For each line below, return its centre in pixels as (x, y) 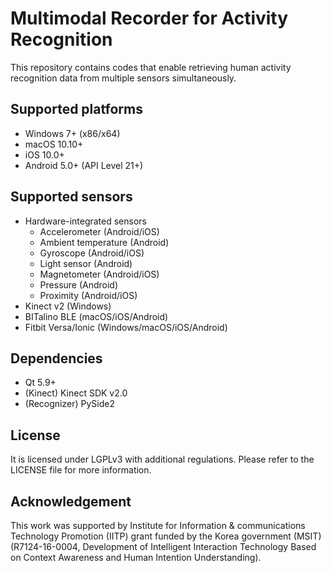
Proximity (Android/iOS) (88, 295)
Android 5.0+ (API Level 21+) (84, 165)
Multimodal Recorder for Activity (149, 18)
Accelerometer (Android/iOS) (99, 231)
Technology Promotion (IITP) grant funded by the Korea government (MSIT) (166, 536)
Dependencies (56, 358)
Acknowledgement (71, 501)
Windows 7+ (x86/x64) (72, 133)
